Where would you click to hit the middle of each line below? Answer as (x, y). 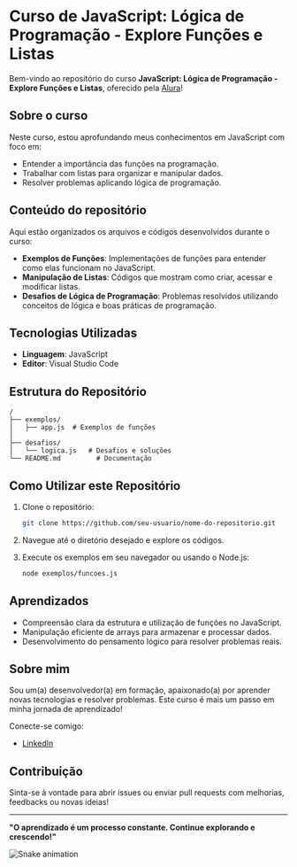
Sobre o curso (49, 116)
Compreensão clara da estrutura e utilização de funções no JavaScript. (152, 623)
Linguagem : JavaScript (65, 354)
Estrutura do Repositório (78, 391)
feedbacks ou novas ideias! (59, 802)
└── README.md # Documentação (80, 459)
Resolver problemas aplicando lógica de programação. (122, 182)
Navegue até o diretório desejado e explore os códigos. (123, 540)
